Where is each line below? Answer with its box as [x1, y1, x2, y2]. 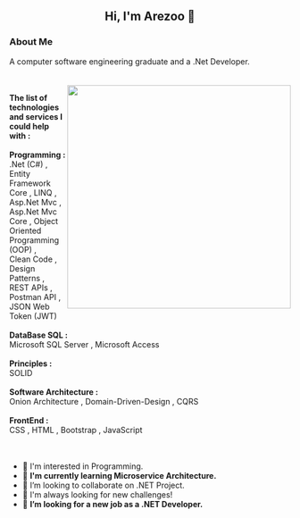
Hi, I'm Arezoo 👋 [104, 9, 196, 24]
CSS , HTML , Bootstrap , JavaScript [9, 424, 143, 435]
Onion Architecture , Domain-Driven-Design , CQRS [9, 396, 199, 406]
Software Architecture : [9, 386, 98, 397]
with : [9, 130, 31, 141]
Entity [9, 168, 31, 179]
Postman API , [9, 291, 61, 302]
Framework [9, 178, 51, 188]
